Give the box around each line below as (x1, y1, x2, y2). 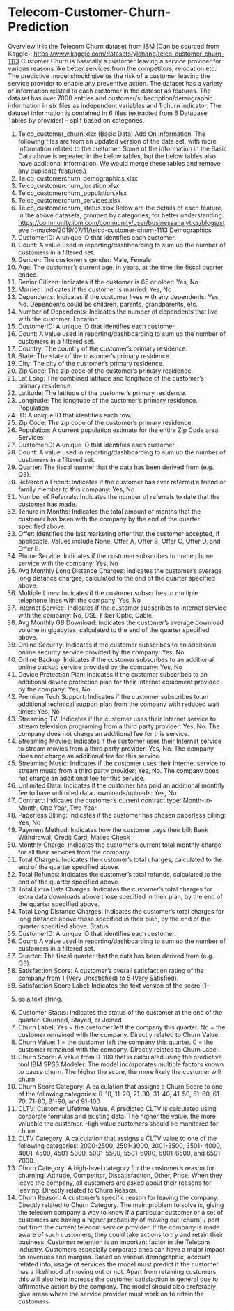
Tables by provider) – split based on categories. (8, 116, 145, 124)
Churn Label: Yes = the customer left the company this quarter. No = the (17, 1022, 226, 1032)
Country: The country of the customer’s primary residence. (17, 344, 187, 353)
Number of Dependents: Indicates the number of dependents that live (17, 307, 218, 316)
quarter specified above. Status (17, 921, 109, 930)
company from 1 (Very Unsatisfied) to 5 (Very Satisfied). (17, 974, 179, 982)
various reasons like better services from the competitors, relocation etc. (8, 64, 217, 72)
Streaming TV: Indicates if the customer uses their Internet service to (17, 714, 217, 723)
